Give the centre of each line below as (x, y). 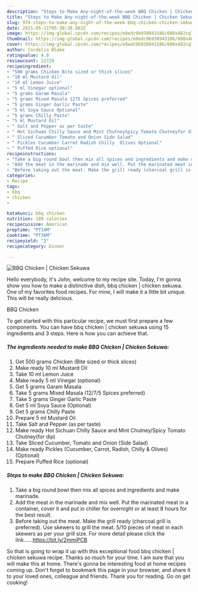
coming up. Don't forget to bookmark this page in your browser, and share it (98, 570)
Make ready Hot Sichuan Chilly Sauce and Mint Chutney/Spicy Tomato (100, 430)
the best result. (33, 515)
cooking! (17, 583)
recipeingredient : (29, 66)
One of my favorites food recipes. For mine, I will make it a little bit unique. (96, 292)
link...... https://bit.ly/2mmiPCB (51, 540)
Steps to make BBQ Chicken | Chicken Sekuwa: (66, 475)
